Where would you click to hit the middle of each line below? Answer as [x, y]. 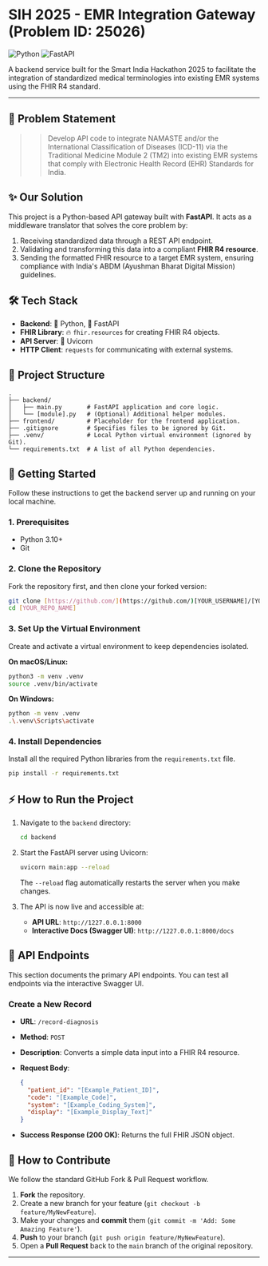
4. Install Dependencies [55, 742]
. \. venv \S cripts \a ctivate [51, 721]
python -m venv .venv [44, 714]
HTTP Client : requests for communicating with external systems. [126, 350]
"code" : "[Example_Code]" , [72, 1097]
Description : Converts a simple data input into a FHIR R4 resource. [130, 1052]
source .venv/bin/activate [53, 684]
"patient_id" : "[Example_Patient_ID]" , [94, 1090]
